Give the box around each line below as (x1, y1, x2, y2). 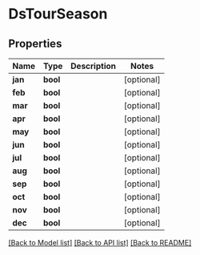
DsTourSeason (8, 5, 108, 23)
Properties (8, 37, 62, 51)
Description (70, 61, 116, 71)
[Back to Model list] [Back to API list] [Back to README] (8, 238, 192, 247)
